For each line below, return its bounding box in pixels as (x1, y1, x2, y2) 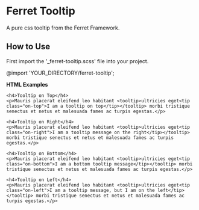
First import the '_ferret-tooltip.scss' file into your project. (6, 57, 149, 64)
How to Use (6, 42, 51, 52)
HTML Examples (6, 81, 48, 88)
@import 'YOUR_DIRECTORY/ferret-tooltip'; (6, 69, 115, 76)
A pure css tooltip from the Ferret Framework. (6, 24, 120, 31)
